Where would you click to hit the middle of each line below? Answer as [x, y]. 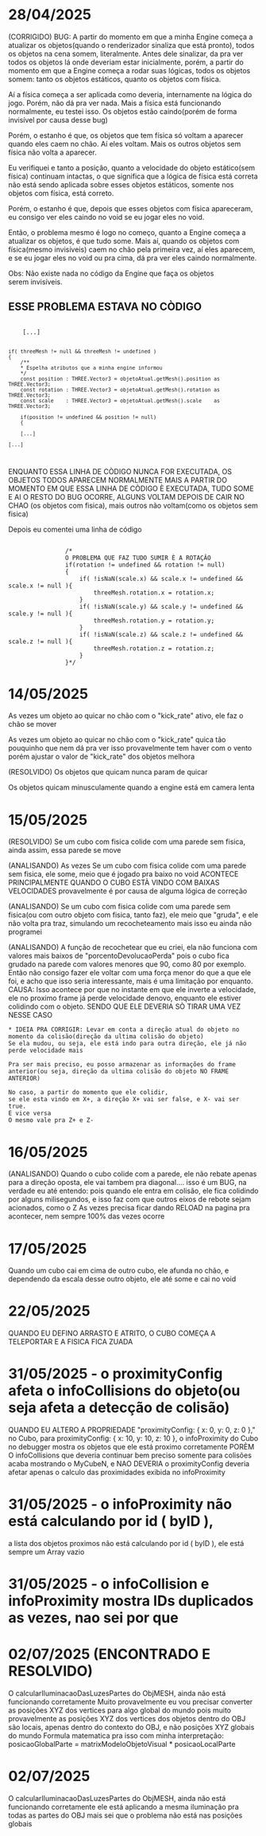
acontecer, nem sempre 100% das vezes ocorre [87, 1216]
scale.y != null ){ [40, 614]
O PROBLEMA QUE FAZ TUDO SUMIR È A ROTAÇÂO [138, 558]
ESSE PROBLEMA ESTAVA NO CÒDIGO [105, 307]
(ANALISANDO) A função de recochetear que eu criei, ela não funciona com [133, 947]
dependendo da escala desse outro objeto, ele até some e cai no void [122, 1279]
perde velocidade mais [46, 1051]
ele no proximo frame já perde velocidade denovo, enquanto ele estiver [125, 998]
